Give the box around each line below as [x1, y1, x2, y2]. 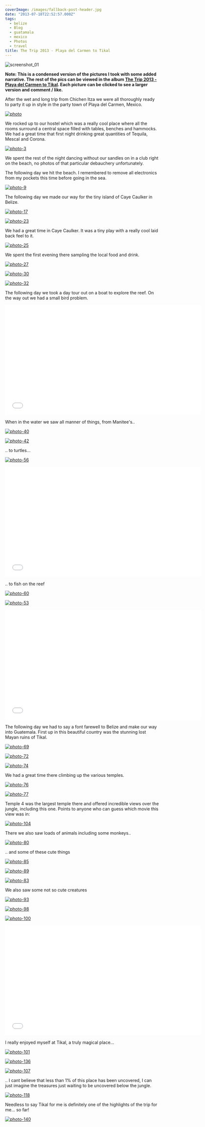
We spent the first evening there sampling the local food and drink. [5, 252, 139, 258]
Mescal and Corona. [5, 136, 46, 142]
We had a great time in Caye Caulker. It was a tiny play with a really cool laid [5, 227, 158, 233]
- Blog [9, 25, 23, 30]
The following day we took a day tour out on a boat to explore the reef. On [5, 289, 154, 295]
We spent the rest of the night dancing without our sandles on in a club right [5, 155, 159, 161]
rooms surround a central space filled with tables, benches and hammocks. [5, 125, 157, 131]
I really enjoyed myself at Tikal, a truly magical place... [5, 1039, 114, 1045]
